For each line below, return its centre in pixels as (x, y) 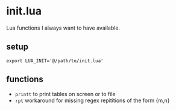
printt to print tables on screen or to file (65, 94)
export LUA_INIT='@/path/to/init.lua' (55, 61)
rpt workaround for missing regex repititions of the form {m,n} (92, 100)
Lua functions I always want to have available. (63, 28)
